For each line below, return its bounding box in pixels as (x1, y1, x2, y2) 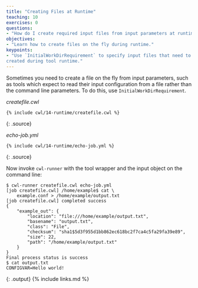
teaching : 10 (6, 14, 38, 20)
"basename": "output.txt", (27, 218, 94, 224)
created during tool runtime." (6, 58, 83, 64)
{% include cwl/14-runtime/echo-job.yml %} (6, 143, 115, 149)
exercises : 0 (6, 19, 38, 25)
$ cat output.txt (6, 260, 49, 266)
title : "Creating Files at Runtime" (6, 8, 96, 15)
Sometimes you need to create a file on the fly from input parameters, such (6, 74, 189, 81)
